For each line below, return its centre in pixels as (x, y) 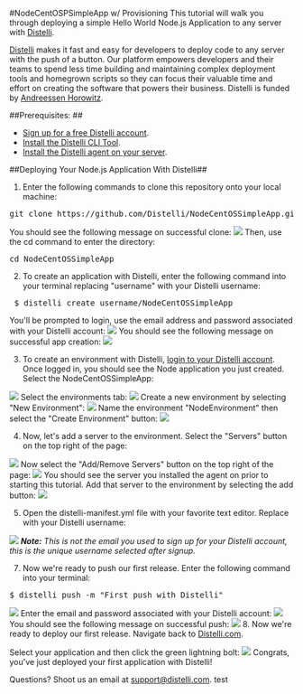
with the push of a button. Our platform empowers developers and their (142, 59)
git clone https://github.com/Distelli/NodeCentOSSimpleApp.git (155, 214)
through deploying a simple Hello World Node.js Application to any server (146, 23)
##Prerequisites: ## (46, 115)
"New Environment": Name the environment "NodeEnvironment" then (144, 408)
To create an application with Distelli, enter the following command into (154, 276)
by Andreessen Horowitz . (56, 98)
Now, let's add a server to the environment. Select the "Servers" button (155, 436)
